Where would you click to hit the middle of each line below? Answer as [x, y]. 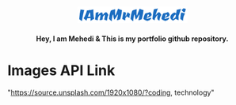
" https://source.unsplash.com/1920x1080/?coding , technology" [111, 92]
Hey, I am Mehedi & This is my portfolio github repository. [132, 39]
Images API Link [61, 70]
